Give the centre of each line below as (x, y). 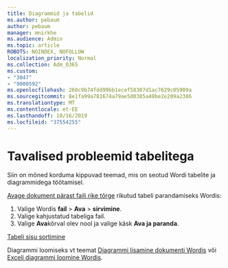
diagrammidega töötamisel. (46, 182)
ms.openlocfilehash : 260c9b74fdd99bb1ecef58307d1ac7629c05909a (100, 90)
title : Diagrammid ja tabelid (50, 13)
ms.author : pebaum (33, 20)
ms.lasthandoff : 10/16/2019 (47, 115)
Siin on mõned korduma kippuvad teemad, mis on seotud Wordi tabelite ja (112, 175)
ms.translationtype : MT (41, 103)
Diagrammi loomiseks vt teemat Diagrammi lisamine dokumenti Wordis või (112, 250)
